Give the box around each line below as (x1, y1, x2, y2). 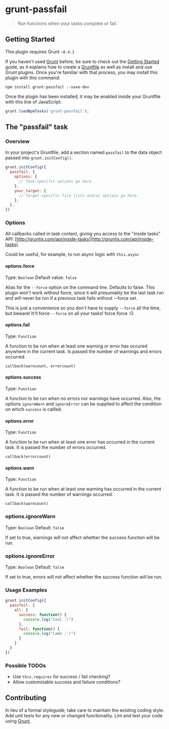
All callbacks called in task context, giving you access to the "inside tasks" (5, 231, 161, 237)
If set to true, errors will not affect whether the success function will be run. (5, 574, 163, 580)
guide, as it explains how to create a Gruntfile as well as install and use (5, 64, 153, 70)
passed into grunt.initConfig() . (5, 155, 73, 161)
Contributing (5, 693, 47, 702)
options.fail (5, 322, 30, 328)
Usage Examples (5, 586, 48, 593)
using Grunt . (5, 718, 31, 724)
